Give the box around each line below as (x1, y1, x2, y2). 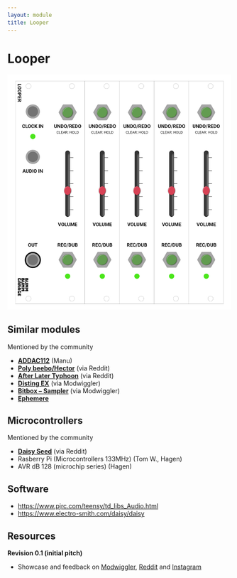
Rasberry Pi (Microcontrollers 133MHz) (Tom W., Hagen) (17, 455, 182, 464)
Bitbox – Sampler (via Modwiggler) (17, 386, 121, 395)
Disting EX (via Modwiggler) (17, 379, 101, 387)
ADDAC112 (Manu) (17, 356, 73, 365)
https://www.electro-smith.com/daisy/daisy (17, 509, 145, 518)
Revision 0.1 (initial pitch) (7, 549, 83, 557)
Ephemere (17, 394, 49, 402)
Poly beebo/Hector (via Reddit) (17, 363, 110, 373)
